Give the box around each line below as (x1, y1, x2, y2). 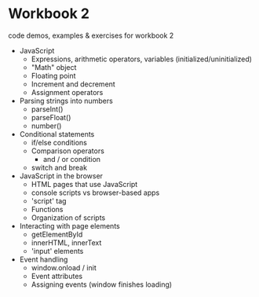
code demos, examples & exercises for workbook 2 (8, 31, 174, 40)
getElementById (31, 229, 83, 239)
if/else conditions (31, 137, 88, 147)
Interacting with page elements (19, 221, 120, 230)
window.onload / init (31, 262, 97, 272)
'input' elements (31, 246, 84, 255)
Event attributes (31, 271, 83, 280)
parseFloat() (31, 112, 71, 122)
